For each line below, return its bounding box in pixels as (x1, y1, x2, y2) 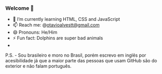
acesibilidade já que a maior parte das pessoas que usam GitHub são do (5, 58, 157, 64)
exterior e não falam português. (5, 63, 72, 69)
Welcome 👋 (5, 5, 34, 12)
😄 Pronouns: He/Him (12, 29, 58, 35)
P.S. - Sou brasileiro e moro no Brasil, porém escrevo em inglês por (5, 52, 146, 58)
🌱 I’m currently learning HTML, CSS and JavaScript (12, 16, 120, 22)
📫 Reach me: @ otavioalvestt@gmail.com (12, 22, 100, 28)
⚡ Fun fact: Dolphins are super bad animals (12, 35, 103, 41)
